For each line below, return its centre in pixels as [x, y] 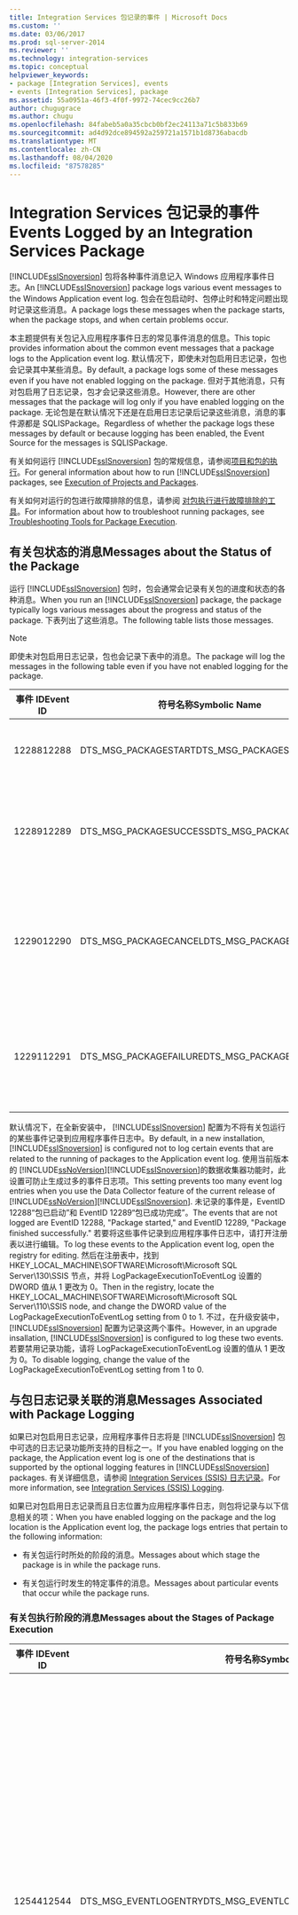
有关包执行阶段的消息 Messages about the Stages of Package [142, 1618]
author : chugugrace [45, 108]
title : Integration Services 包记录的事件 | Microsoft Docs [118, 17]
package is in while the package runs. [91, 1564]
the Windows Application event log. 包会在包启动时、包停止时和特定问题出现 [149, 299]
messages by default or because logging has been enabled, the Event [137, 433]
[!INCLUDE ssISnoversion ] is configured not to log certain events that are [141, 1148]
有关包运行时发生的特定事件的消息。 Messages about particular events [150, 1583]
